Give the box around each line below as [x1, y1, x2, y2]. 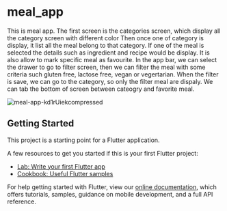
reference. [7, 197, 36, 206]
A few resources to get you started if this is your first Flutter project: [7, 149, 198, 157]
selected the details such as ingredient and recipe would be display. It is [7, 48, 210, 57]
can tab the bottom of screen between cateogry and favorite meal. [7, 85, 195, 93]
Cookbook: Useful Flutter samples [16, 169, 113, 178]
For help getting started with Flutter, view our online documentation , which [7, 182, 217, 191]
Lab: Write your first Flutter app [16, 162, 106, 171]
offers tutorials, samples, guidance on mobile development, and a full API [7, 190, 213, 198]
